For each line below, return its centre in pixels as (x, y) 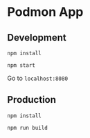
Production (32, 100)
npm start (21, 66)
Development (37, 38)
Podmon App (45, 12)
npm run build (28, 128)
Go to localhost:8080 (37, 78)
